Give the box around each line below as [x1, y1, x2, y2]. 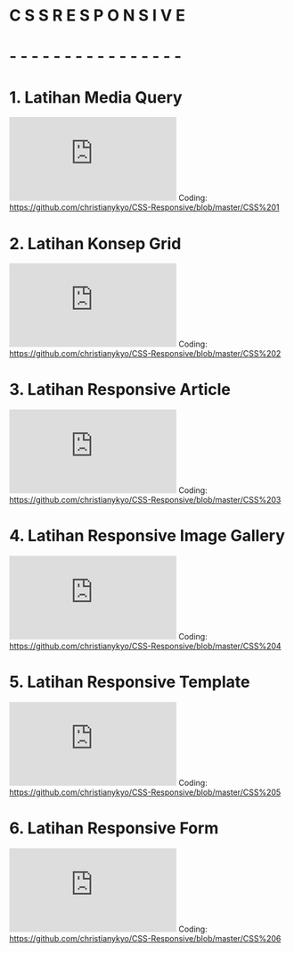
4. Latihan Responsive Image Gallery [9, 526, 285, 546]
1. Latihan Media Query [9, 87, 183, 107]
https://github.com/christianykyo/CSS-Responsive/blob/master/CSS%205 [9, 787, 282, 798]
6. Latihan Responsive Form [9, 818, 219, 839]
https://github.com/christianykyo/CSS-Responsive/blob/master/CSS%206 [9, 933, 282, 943]
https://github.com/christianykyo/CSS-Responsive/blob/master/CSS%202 [9, 348, 282, 359]
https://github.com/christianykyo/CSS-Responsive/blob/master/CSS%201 [9, 202, 280, 213]
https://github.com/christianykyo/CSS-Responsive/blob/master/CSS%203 [9, 495, 282, 506]
